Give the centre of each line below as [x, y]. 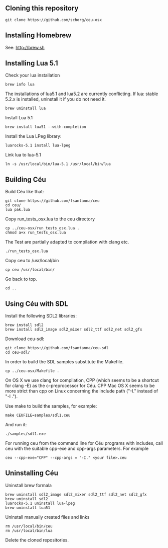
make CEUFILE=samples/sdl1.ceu [38, 415]
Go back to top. [21, 279]
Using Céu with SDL [37, 304]
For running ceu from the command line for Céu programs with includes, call [84, 443]
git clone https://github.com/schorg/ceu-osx [53, 20]
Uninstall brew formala [28, 485]
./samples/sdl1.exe [26, 434]
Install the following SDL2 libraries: [41, 316]
